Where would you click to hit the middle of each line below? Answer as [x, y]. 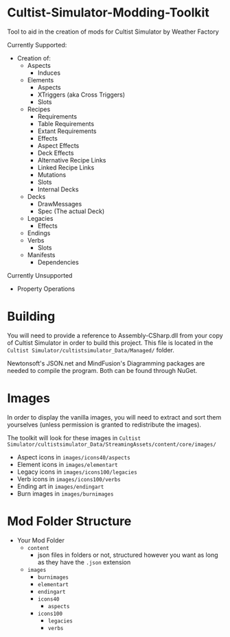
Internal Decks [58, 189]
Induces [49, 73]
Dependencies [58, 262]
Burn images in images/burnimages [65, 493]
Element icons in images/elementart [67, 464]
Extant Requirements [67, 131]
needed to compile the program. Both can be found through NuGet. [102, 370]
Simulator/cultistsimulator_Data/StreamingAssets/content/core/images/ [112, 444]
